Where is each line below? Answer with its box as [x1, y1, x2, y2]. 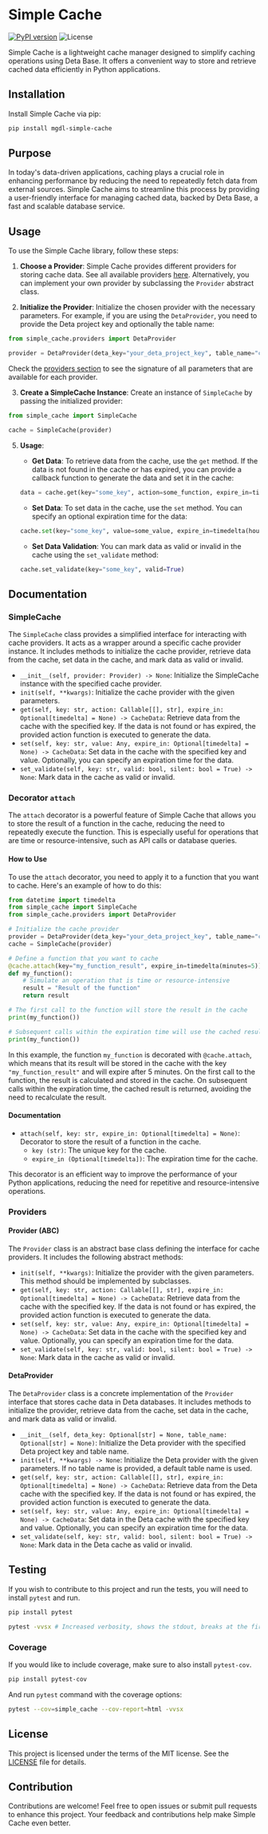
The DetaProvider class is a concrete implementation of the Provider [8, 1389, 234, 1398]
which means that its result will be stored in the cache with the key [8, 1058, 227, 1068]
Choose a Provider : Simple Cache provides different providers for [19, 261, 237, 271]
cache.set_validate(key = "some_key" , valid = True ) [19, 565, 185, 573]
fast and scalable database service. [8, 201, 125, 211]
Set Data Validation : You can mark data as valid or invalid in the [31, 541, 242, 551]
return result [22, 992, 69, 1000]
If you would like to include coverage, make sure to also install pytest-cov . [8, 1660, 252, 1669]
